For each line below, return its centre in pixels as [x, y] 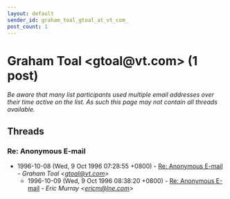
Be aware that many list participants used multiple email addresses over [111, 95]
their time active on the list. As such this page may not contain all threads [113, 102]
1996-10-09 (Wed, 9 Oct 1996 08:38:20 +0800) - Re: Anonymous [121, 181]
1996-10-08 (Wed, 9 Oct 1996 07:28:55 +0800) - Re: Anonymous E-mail [120, 166]
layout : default [30, 14]
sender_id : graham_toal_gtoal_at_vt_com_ [68, 20]
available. [21, 110]
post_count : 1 [28, 26]
